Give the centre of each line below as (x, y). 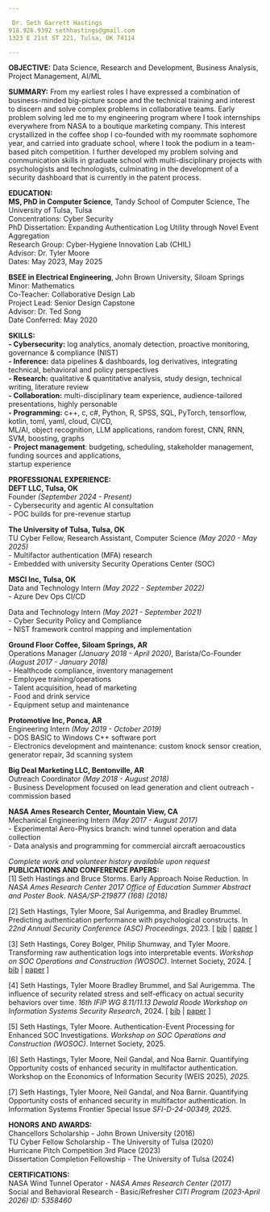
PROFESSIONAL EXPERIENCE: (60, 479)
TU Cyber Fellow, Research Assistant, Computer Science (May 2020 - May (133, 538)
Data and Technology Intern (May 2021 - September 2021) (105, 612)
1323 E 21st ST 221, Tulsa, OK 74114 (72, 38)
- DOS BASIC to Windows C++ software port (83, 737)
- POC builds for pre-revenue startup (70, 514)
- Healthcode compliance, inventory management (91, 670)
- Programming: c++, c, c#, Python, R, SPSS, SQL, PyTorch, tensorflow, (128, 413)
